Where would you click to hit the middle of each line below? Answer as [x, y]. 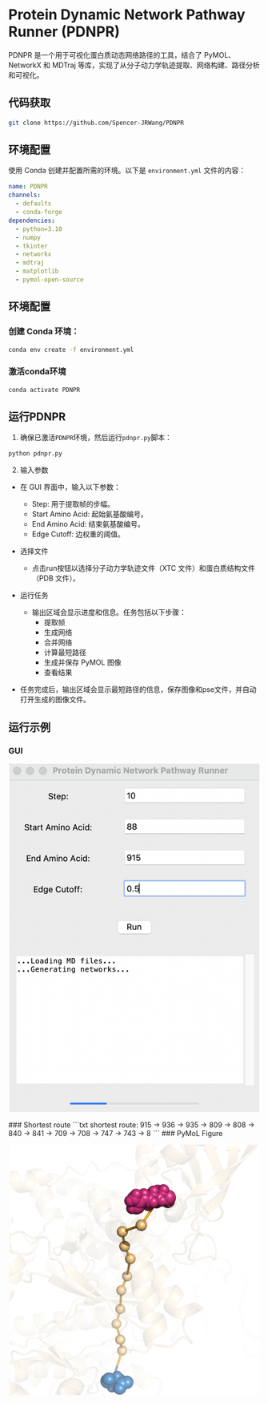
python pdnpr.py [35, 454]
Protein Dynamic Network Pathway [127, 15]
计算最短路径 [65, 653]
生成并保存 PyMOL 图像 [82, 662]
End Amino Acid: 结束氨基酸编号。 [88, 524]
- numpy [28, 237]
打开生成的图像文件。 [55, 700]
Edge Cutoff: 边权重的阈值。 [78, 534]
